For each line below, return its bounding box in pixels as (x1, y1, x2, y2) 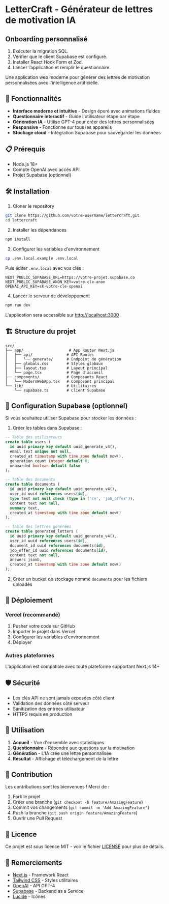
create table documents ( (5, 482, 60, 487)
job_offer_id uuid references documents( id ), (10, 548, 108, 553)
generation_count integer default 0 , (10, 458, 90, 464)
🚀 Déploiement (5, 596, 53, 605)
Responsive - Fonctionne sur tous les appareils (12, 124, 112, 130)
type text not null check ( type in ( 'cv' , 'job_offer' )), (10, 496, 136, 501)
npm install (5, 237, 30, 242)
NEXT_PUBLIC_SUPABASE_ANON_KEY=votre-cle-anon (5, 279, 106, 285)
